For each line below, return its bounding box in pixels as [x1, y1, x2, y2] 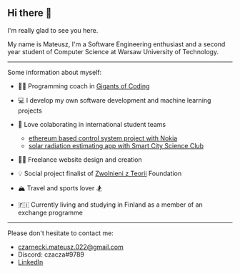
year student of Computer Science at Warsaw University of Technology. [7, 47, 219, 56]
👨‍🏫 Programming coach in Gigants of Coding [17, 81, 150, 90]
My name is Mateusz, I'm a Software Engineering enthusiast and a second [7, 40, 226, 48]
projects [17, 106, 43, 115]
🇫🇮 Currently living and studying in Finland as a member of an [17, 200, 204, 209]
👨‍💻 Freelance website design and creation [17, 155, 142, 164]
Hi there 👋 [7, 7, 52, 19]
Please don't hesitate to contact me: [7, 229, 114, 237]
